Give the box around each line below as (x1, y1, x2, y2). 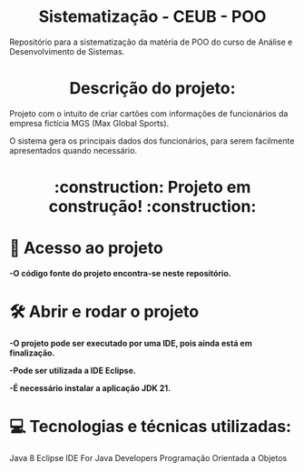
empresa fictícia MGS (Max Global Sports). (9, 117, 170, 128)
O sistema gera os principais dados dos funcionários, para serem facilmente (9, 135, 295, 146)
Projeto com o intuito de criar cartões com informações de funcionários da (9, 107, 289, 119)
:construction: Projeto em (54, 177, 251, 197)
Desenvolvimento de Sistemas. (9, 45, 125, 56)
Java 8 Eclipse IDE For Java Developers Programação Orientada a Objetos (9, 452, 288, 463)
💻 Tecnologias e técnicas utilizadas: (9, 417, 292, 437)
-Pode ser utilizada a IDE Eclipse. (9, 365, 136, 376)
